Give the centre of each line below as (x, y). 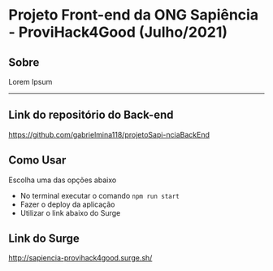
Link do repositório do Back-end (91, 115)
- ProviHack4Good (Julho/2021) (118, 32)
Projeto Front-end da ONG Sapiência (133, 15)
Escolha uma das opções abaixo (63, 180)
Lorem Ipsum (30, 82)
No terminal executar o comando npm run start (100, 195)
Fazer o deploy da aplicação (67, 204)
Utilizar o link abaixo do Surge (70, 212)
